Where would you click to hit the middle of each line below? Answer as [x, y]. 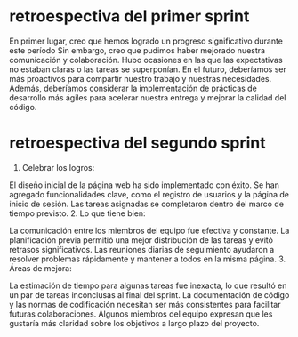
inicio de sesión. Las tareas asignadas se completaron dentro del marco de [147, 204]
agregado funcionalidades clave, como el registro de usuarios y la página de [149, 194]
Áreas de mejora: [41, 268]
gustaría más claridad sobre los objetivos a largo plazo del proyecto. [134, 323]
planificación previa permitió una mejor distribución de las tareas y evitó [141, 240]
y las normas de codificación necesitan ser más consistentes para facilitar [145, 304]
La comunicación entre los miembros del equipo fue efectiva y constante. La [149, 230]
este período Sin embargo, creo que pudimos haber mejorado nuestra [137, 50]
